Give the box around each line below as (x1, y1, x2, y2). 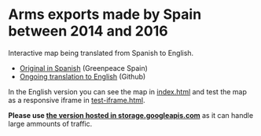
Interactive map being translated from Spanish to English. (8, 48, 194, 57)
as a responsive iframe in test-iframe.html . (8, 95, 145, 105)
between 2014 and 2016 (8, 22, 168, 40)
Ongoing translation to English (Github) (19, 72, 146, 81)
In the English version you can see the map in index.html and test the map (8, 86, 248, 96)
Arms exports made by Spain (8, 6, 202, 24)
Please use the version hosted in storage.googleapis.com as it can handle (8, 110, 254, 119)
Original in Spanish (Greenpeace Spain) (19, 63, 148, 72)
